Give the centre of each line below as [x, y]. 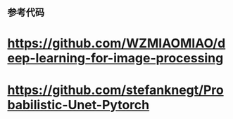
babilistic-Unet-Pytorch [78, 105]
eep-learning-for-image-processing [115, 58]
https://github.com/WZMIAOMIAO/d [116, 43]
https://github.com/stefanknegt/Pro [115, 90]
